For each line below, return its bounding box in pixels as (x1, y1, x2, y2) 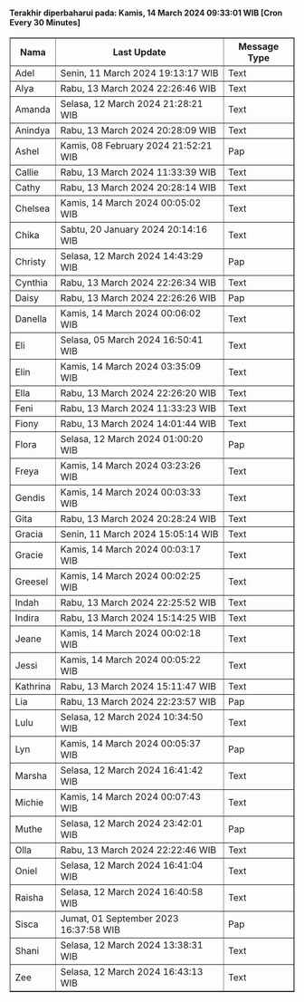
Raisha (14, 891, 43, 904)
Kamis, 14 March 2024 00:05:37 (60, 737, 202, 750)
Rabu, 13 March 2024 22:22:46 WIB (60, 843, 217, 856)
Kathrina (14, 680, 52, 693)
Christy (14, 255, 47, 268)
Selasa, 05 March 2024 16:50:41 (60, 333, 204, 346)
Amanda (14, 103, 52, 116)
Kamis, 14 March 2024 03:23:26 (60, 459, 202, 472)
